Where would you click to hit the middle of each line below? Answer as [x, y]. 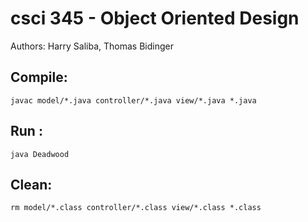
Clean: [31, 184]
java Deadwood [40, 154]
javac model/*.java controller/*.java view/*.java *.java [133, 100]
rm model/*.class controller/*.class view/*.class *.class [136, 208]
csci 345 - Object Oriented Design [155, 18]
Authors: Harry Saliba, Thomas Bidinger [92, 46]
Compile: [39, 77]
